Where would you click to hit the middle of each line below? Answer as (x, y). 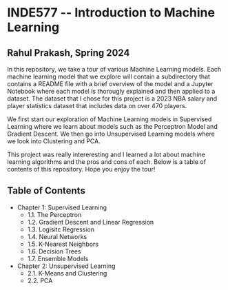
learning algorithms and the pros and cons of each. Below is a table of (107, 162)
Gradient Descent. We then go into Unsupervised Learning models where (111, 134)
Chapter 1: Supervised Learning (62, 207)
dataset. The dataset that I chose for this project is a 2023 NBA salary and (112, 99)
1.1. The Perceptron (54, 214)
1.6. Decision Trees (54, 251)
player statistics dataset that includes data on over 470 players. (97, 106)
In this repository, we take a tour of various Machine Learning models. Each (114, 69)
